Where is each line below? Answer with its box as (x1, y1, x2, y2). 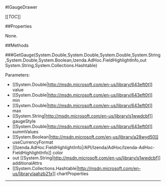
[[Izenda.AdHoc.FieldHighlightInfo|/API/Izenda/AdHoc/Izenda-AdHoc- (12, 145, 155, 150)
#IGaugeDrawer (5, 4, 38, 10)
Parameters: (5, 72, 30, 78)
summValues (12, 129, 39, 135)
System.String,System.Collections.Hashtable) (5, 63, 98, 68)
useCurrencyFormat (12, 139, 53, 145)
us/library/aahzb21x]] (12, 171, 56, 177)
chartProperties (56, 171, 89, 177)
